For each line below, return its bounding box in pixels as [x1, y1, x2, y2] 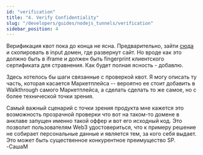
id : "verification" [6, 8, 56, 15]
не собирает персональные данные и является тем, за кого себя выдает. [6, 130, 197, 137]
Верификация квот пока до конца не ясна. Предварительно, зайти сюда [6, 42, 194, 50]
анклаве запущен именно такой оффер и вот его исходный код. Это [6, 117, 182, 125]
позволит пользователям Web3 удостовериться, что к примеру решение [6, 124, 196, 131]
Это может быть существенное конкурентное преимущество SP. [6, 137, 176, 144]
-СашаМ [6, 143, 29, 150]
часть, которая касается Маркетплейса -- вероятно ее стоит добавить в [6, 80, 196, 87]
